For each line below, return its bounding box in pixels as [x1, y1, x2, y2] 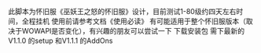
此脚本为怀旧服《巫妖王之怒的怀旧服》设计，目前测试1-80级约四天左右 [8, 7, 237, 16]
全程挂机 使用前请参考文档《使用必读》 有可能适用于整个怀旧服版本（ [21, 16, 246, 26]
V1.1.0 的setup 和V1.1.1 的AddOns [8, 36, 113, 45]
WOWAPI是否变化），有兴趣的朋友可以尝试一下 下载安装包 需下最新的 [21, 26, 245, 35]
